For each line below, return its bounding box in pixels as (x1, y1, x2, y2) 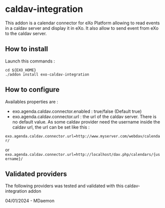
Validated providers (5, 170, 67, 178)
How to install (5, 45, 48, 53)
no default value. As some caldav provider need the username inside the (12, 119, 161, 125)
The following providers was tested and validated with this (5, 183, 124, 189)
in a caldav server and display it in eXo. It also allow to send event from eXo (5, 25, 159, 31)
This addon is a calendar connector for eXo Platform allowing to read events (5, 20, 160, 26)
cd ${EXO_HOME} (5, 68, 37, 72)
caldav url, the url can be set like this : (12, 124, 90, 130)
